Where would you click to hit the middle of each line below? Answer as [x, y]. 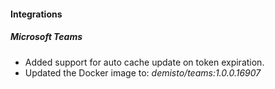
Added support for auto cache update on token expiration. [144, 62]
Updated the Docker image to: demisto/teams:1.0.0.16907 [143, 72]
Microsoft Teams [46, 37]
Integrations [36, 14]
